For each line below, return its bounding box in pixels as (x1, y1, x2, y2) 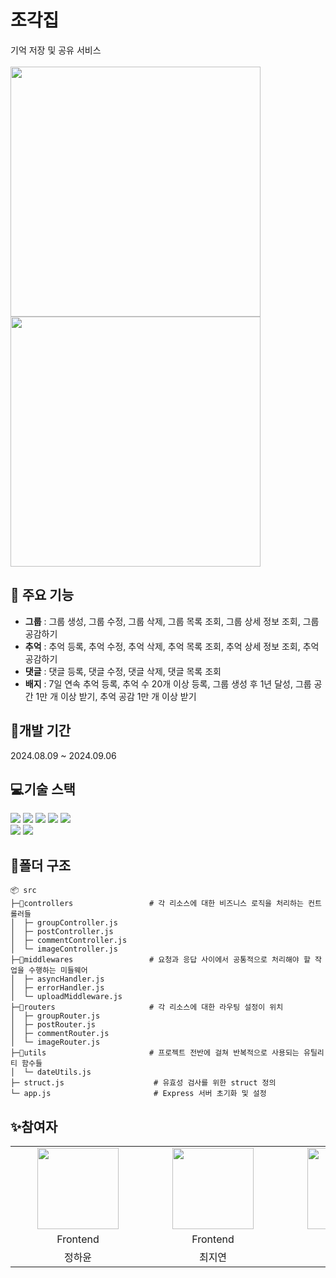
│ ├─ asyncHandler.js (10, 974, 105, 985)
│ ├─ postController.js (10, 927, 114, 937)
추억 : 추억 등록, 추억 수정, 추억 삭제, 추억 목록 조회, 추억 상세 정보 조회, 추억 (24, 640, 320, 652)
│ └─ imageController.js (10, 944, 118, 955)
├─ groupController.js (23, 918, 118, 928)
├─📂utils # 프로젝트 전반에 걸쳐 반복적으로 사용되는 (10, 1048, 300, 1058)
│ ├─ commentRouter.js (10, 1029, 110, 1039)
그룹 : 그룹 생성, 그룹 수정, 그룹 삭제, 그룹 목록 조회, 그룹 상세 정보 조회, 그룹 (24, 615, 320, 627)
